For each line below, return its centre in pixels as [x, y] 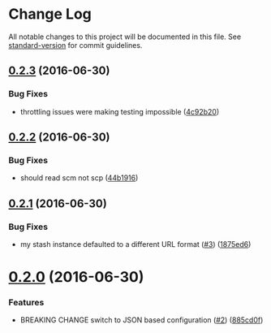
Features [26, 303]
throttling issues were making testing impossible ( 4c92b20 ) [120, 111]
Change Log [50, 14]
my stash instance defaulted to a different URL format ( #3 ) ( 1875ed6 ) [135, 244]
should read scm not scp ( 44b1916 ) [79, 178]
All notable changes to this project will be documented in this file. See [125, 37]
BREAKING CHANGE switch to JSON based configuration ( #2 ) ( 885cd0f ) [142, 320]
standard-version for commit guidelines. [75, 45]
